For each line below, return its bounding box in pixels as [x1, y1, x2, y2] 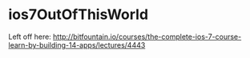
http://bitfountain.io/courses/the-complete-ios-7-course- [53, 32, 242, 41]
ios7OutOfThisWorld [8, 6, 149, 24]
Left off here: [8, 32, 52, 41]
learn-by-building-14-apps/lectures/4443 [8, 40, 146, 49]
